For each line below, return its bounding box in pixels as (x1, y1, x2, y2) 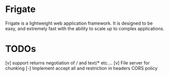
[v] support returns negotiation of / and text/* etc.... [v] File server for (5, 59, 150, 66)
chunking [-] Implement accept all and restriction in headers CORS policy (5, 65, 158, 71)
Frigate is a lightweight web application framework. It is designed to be (5, 20, 153, 26)
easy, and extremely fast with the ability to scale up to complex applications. (5, 25, 164, 31)
